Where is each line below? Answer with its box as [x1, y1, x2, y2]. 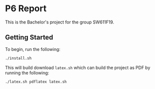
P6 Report [5, 3, 47, 14]
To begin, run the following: [5, 46, 60, 52]
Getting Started [5, 33, 53, 42]
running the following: [5, 69, 50, 76]
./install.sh [5, 56, 32, 61]
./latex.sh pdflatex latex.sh [5, 79, 67, 84]
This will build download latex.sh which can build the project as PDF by [5, 65, 151, 70]
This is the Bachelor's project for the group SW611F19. [5, 19, 114, 25]
